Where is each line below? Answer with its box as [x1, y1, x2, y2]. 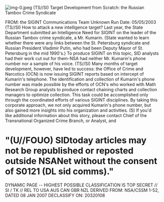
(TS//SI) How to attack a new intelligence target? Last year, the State [5, 24, 143, 30]
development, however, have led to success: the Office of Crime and [5, 66, 143, 72]
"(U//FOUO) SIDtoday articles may [5, 135, 147, 146]
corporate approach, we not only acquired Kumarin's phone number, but [5, 102, 151, 108]
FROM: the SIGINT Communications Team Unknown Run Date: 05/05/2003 [5, 20, 157, 25]
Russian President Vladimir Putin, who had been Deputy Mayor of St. [5, 45, 143, 51]
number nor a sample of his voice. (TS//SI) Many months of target [5, 61, 138, 66]
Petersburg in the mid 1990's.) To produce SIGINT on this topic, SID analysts [5, 50, 159, 56]
